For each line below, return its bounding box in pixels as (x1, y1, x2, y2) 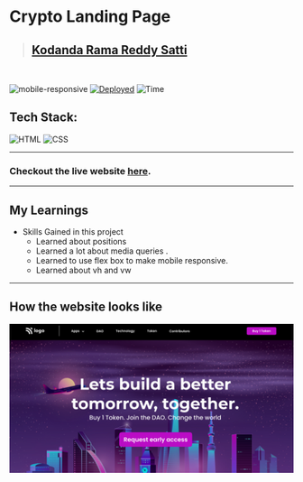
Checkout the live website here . (9, 164, 151, 177)
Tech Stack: (9, 110, 78, 125)
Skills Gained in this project (22, 226, 124, 236)
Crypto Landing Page (9, 6, 171, 27)
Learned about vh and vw (35, 264, 132, 275)
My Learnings (9, 202, 88, 218)
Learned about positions (35, 236, 127, 246)
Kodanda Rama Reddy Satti (31, 42, 188, 58)
